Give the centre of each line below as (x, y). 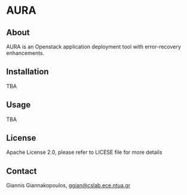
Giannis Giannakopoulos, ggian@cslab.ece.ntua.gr (68, 185)
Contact (22, 171)
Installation (27, 72)
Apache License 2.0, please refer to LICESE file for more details (84, 152)
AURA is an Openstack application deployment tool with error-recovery (93, 47)
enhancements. (25, 53)
